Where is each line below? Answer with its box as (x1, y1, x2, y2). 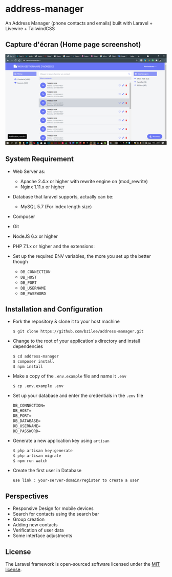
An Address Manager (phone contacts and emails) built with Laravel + (5, 20, 153, 26)
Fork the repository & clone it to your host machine (12, 318, 120, 325)
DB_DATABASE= (12, 418, 41, 424)
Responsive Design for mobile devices (12, 505, 94, 512)
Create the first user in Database (12, 468, 82, 474)
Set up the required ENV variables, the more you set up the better (12, 253, 151, 259)
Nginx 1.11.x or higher (20, 184, 65, 190)
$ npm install (12, 364, 43, 369)
